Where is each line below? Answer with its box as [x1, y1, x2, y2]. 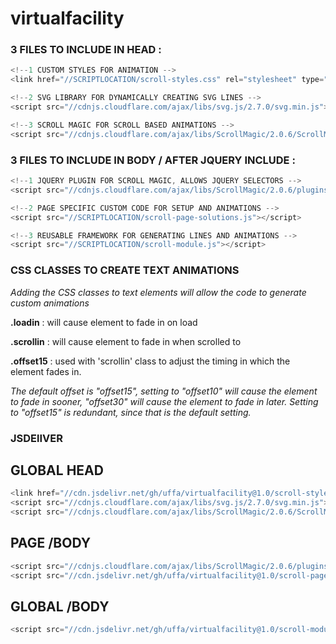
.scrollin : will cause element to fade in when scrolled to [10, 335, 242, 347]
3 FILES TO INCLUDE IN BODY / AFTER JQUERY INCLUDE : [10, 153, 296, 167]
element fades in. [10, 365, 82, 377]
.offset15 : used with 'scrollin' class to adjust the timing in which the [10, 355, 291, 367]
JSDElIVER [10, 431, 63, 445]
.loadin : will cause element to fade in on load [10, 316, 198, 328]
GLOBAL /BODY [10, 598, 110, 615]
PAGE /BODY [10, 535, 91, 552]
